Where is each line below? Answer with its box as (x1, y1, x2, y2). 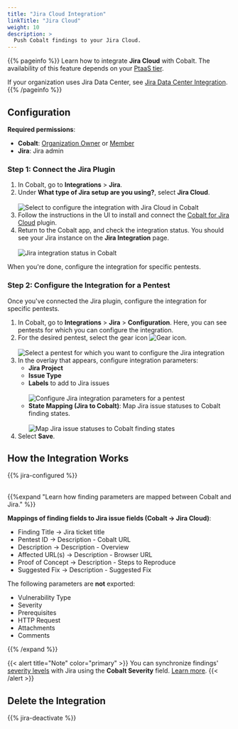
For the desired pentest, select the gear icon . (17, 333, 187, 342)
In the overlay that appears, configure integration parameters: (17, 356, 199, 364)
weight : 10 (7, 24, 40, 31)
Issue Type (28, 371, 62, 379)
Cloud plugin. (17, 218, 58, 227)
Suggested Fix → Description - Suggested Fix (17, 566, 151, 574)
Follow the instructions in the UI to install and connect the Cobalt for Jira (17, 211, 229, 220)
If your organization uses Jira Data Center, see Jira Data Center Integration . (7, 78, 228, 86)
